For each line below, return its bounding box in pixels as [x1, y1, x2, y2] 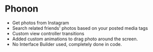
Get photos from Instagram [12, 20, 69, 26]
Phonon [5, 3, 39, 15]
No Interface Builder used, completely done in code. [12, 41, 122, 47]
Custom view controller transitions [12, 30, 85, 36]
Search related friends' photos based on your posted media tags [12, 25, 148, 31]
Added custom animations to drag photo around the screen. [12, 36, 138, 42]
